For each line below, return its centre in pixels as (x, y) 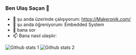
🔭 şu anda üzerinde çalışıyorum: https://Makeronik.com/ (72, 19)
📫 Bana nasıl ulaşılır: (35, 36)
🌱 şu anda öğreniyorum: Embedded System (58, 24)
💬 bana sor (24, 30)
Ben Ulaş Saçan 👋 (27, 8)
